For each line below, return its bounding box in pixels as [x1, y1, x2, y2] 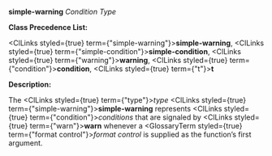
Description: [8, 80, 51, 89]
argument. [8, 138, 43, 148]
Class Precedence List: [8, 23, 88, 32]
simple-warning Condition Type [8, 7, 116, 16]
